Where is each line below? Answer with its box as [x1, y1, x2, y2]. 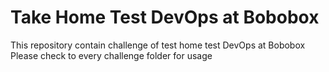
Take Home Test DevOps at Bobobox [10, 6, 320, 29]
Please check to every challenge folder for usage [10, 49, 213, 61]
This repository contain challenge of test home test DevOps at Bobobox [10, 39, 306, 51]
